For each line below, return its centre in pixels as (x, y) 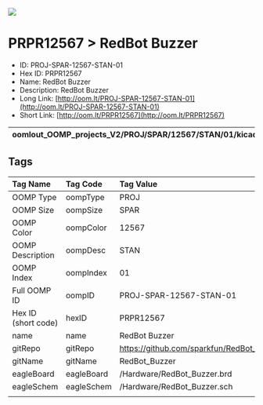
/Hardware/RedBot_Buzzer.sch (176, 386)
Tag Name (31, 184)
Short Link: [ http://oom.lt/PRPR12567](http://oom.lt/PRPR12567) (122, 115)
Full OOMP (32, 290)
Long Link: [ (39, 98)
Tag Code (84, 184)
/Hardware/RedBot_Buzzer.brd (176, 374)
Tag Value (139, 184)
